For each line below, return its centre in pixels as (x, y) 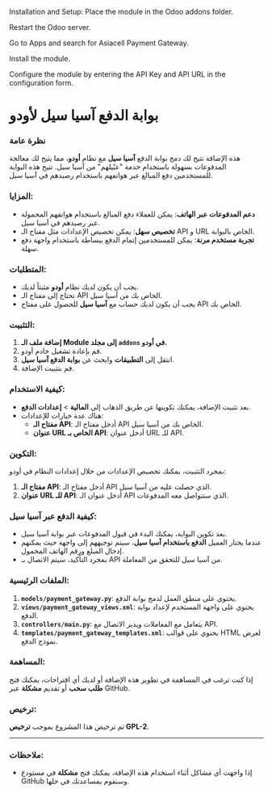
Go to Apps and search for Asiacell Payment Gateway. (99, 43)
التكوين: (23, 453)
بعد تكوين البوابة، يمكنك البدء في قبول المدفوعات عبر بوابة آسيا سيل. (124, 534)
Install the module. (40, 59)
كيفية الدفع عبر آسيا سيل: (53, 516)
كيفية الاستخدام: (37, 389)
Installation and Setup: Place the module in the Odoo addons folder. (121, 12)
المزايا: (21, 196)
